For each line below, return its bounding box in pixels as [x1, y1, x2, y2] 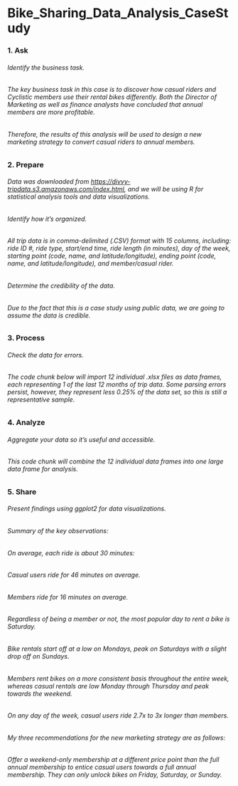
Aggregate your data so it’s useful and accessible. [7, 435, 156, 444]
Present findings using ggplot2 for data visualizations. [7, 504, 166, 513]
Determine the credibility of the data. [7, 281, 116, 290]
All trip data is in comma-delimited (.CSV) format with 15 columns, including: [7, 236, 232, 245]
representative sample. [7, 395, 75, 404]
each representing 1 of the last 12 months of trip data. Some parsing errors [7, 380, 227, 389]
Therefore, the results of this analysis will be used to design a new [7, 130, 202, 138]
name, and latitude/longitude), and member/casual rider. [7, 259, 174, 268]
